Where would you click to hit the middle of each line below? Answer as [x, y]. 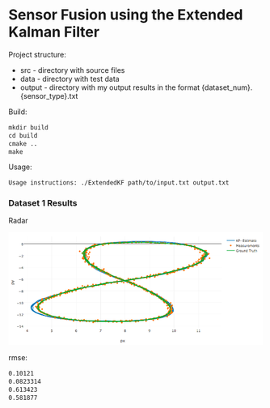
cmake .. [23, 143]
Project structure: [38, 54]
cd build [23, 135]
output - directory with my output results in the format [110, 87]
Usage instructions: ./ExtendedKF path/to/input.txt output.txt [119, 183]
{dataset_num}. [227, 87]
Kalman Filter [54, 32]
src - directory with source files [72, 70]
